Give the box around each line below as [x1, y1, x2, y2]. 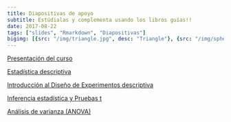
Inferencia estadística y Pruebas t [7, 94, 102, 103]
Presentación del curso [7, 54, 73, 62]
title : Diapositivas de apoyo [7, 10, 94, 17]
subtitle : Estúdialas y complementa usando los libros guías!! [7, 16, 192, 23]
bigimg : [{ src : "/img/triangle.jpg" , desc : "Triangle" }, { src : [7, 36, 192, 42]
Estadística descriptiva [7, 68, 71, 76]
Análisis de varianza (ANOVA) [7, 108, 91, 116]
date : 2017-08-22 [7, 23, 57, 29]
